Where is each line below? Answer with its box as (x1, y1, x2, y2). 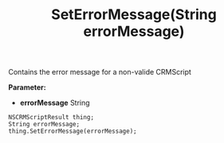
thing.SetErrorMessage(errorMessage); (8, 127, 137, 136)
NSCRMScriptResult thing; (8, 114, 94, 122)
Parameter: (8, 83, 46, 92)
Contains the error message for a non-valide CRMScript (8, 68, 191, 77)
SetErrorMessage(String (51, 6, 217, 24)
